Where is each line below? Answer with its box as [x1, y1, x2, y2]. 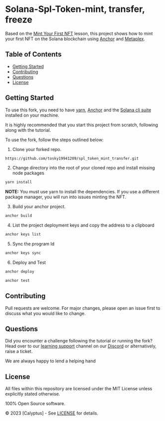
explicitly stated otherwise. [5, 391, 61, 397]
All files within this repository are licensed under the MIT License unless [5, 386, 153, 392]
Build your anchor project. [12, 204, 66, 210]
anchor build [5, 213, 32, 218]
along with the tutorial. [5, 127, 51, 133]
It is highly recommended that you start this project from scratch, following [5, 122, 158, 128]
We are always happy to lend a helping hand [5, 358, 96, 364]
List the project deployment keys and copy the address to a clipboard [12, 222, 155, 228]
